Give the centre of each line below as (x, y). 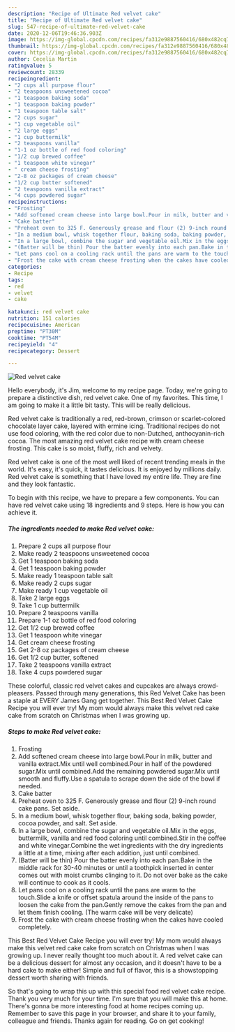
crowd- (208, 686)
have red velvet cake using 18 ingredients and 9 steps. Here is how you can (116, 505)
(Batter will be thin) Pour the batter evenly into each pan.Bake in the (115, 860)
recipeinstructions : (38, 202)
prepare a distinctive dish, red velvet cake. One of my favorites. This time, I (115, 398)
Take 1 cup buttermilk (48, 605)
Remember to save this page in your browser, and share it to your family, (112, 1014)
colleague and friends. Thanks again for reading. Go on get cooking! (106, 1021)
